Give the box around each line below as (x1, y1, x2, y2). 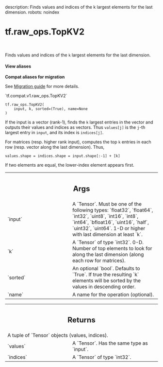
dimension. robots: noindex (5, 9, 60, 15)
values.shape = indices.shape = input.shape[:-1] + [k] (5, 154, 120, 158)
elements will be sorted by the (72, 277, 141, 284)
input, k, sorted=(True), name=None (14, 106, 88, 111)
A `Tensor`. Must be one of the (72, 200, 142, 207)
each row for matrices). (72, 257, 126, 264)
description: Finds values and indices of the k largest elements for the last (5, 4, 153, 10)
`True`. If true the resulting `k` (72, 271, 139, 278)
